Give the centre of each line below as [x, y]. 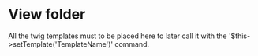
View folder [47, 14]
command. [132, 44]
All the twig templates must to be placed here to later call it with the [118, 36]
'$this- [239, 36]
